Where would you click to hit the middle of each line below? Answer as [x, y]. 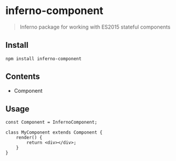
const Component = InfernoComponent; [51, 123]
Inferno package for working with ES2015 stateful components [95, 27]
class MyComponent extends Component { [54, 132]
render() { [29, 138]
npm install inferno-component [44, 59]
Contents [23, 77]
